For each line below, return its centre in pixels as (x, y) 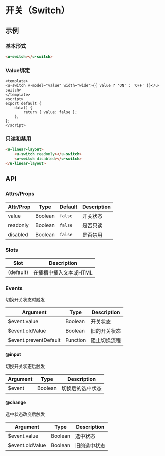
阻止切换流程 (106, 341)
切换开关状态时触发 (25, 300)
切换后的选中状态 (81, 389)
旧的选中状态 (90, 445)
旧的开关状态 (106, 331)
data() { (23, 108)
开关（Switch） (38, 10)
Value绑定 (18, 70)
